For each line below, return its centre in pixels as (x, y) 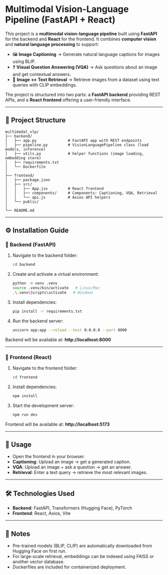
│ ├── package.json (28, 180)
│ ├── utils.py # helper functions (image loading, (74, 153)
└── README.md (20, 210)
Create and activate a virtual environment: (55, 274)
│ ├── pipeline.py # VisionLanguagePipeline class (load (77, 145)
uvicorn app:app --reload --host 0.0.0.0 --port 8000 (69, 330)
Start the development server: (43, 405)
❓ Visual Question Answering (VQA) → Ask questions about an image (85, 67)
